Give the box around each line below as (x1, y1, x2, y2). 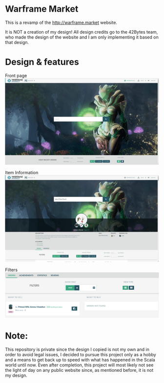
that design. (5, 39, 29, 45)
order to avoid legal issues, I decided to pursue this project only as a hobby (5, 351, 156, 357)
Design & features (5, 57, 79, 68)
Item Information (5, 170, 39, 176)
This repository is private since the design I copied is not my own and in (5, 346, 150, 352)
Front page (5, 72, 27, 79)
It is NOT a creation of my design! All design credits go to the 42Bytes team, (5, 29, 158, 35)
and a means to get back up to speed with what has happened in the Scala (5, 357, 155, 363)
